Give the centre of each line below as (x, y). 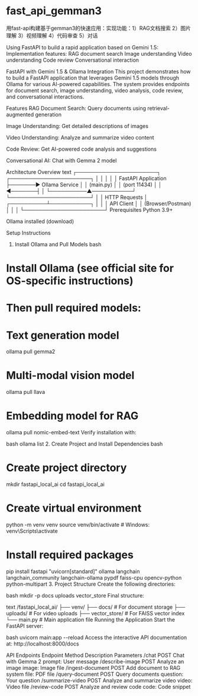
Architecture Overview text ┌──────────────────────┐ (84, 172)
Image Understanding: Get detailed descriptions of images (77, 126)
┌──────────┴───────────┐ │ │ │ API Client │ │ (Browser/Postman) (99, 204)
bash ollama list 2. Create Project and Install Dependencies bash (85, 444)
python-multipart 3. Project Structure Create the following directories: (91, 584)
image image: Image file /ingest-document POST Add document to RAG (93, 668)
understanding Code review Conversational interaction (73, 60)
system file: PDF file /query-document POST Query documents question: (95, 674)
